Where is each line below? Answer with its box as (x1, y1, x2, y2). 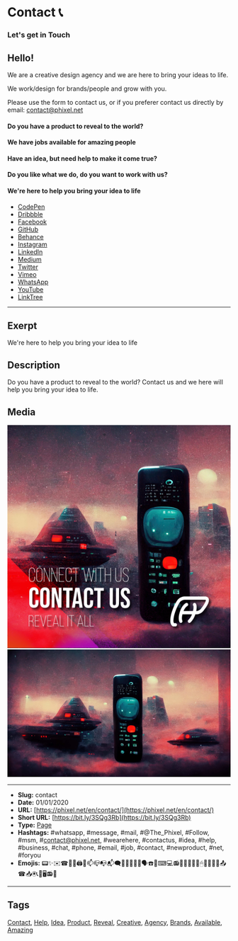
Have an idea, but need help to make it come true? (7, 154, 158, 163)
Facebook (17, 217, 47, 226)
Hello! (7, 52, 34, 64)
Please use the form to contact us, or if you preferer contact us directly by (7, 98, 224, 106)
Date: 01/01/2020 (17, 798, 69, 806)
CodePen (17, 203, 45, 211)
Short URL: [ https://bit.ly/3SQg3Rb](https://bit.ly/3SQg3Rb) (17, 813, 191, 821)
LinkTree (17, 292, 43, 301)
